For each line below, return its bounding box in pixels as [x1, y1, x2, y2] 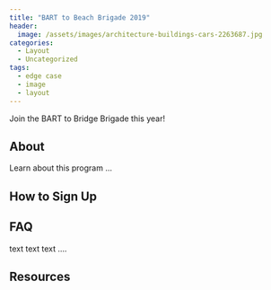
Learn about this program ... [9, 163, 112, 173]
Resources [9, 268, 71, 284]
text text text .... [9, 243, 67, 254]
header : [9, 22, 39, 31]
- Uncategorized [17, 55, 78, 64]
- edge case [17, 72, 63, 81]
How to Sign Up [9, 189, 97, 204]
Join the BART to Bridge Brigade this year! [9, 113, 166, 124]
